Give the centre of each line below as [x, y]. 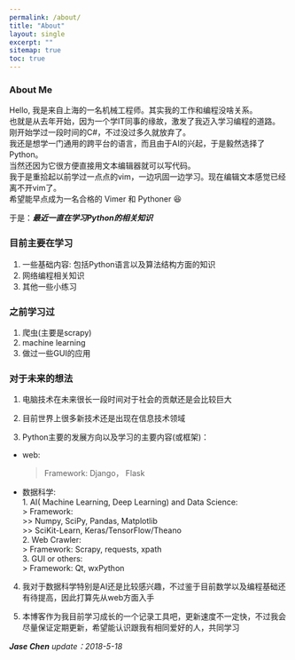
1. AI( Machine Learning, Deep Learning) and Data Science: [130, 502]
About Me [31, 90]
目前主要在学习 [41, 243]
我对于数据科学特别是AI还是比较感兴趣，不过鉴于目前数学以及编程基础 [150, 586]
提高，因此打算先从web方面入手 [96, 598]
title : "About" [37, 26]
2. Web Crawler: [51, 540]
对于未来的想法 [41, 378]
